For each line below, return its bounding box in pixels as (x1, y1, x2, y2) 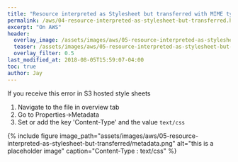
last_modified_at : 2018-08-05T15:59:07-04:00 (7, 57, 144, 64)
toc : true (7, 63, 37, 70)
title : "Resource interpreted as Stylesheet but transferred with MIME (7, 10, 223, 18)
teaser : (13, 43, 37, 50)
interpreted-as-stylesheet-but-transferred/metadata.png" (7, 139, 176, 147)
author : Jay (7, 69, 42, 76)
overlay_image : (13, 37, 59, 44)
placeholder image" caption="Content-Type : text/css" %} (7, 146, 177, 155)
